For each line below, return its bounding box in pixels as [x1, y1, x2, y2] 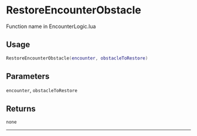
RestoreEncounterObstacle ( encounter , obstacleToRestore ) [6, 55, 148, 61]
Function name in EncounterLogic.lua [6, 23, 96, 30]
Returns [6, 103, 36, 114]
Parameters [6, 71, 50, 82]
